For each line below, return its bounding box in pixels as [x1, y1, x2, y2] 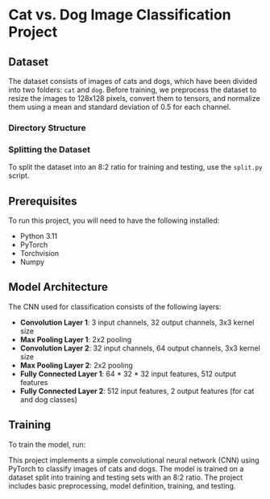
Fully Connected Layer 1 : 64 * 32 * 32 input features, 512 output [19, 369, 236, 379]
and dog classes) [19, 394, 78, 405]
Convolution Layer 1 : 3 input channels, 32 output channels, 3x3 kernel [19, 317, 255, 327]
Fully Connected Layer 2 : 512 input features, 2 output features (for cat [19, 386, 255, 396]
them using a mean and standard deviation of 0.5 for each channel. [8, 103, 231, 111]
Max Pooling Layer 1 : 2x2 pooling [19, 334, 132, 344]
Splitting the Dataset [8, 144, 91, 155]
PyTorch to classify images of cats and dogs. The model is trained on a [8, 463, 244, 473]
